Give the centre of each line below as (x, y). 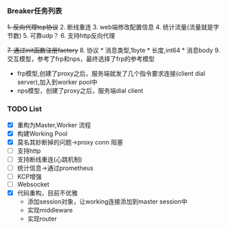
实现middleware (50, 210)
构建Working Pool (42, 133)
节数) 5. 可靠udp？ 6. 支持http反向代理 (61, 36)
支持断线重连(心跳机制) (50, 159)
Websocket (33, 184)
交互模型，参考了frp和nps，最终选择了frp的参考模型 (81, 59)
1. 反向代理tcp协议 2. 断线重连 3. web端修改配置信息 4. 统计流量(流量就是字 (113, 27)
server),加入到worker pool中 (57, 82)
